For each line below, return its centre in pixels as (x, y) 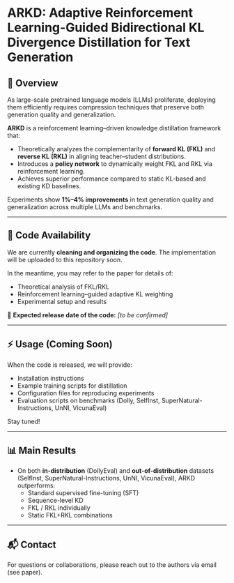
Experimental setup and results (62, 301)
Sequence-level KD (55, 501)
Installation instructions (51, 378)
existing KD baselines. (49, 186)
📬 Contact (32, 544)
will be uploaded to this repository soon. (65, 259)
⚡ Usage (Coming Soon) (60, 344)
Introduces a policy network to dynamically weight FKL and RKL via (115, 164)
